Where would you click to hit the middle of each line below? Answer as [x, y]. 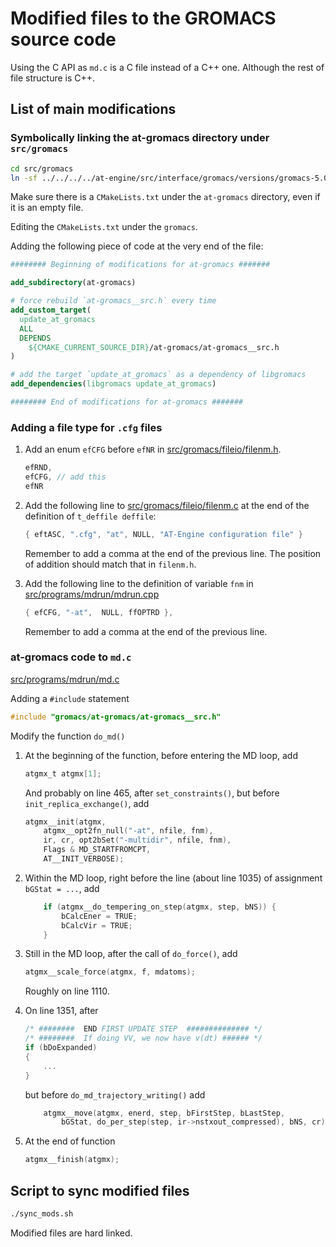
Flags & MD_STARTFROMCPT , [97, 850]
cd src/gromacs [42, 168]
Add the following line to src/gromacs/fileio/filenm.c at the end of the [167, 505]
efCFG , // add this [65, 477]
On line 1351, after [61, 1011]
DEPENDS [35, 338]
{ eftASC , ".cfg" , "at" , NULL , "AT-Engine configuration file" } [163, 534]
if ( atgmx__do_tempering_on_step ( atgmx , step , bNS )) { [160, 907]
